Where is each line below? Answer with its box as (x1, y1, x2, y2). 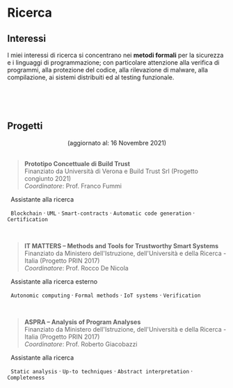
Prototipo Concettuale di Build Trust (24, 159, 131, 168)
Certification (7, 216, 49, 223)
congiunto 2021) (24, 174, 72, 182)
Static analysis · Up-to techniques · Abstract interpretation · (10, 366, 193, 375)
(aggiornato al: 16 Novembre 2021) (67, 138, 167, 147)
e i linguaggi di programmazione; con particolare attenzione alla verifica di (7, 58, 220, 67)
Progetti (7, 120, 43, 132)
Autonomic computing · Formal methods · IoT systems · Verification (10, 291, 201, 299)
